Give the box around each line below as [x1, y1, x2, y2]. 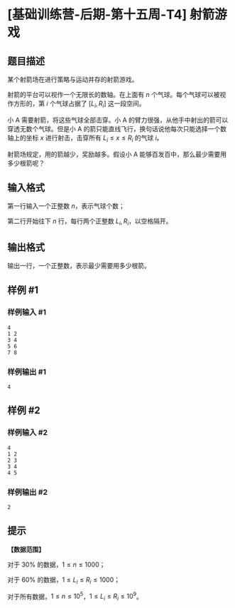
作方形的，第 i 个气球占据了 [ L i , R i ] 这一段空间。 [7, 99, 146, 109]
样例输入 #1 [7, 307, 46, 317]
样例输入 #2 [7, 428, 48, 438]
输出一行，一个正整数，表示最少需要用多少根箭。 [7, 262, 151, 270]
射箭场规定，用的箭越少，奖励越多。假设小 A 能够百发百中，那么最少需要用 [7, 150, 227, 158]
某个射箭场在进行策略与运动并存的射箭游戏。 [7, 76, 138, 83]
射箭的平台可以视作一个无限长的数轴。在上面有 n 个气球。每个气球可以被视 [7, 91, 226, 98]
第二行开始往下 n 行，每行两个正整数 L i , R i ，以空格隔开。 [7, 217, 173, 227]
